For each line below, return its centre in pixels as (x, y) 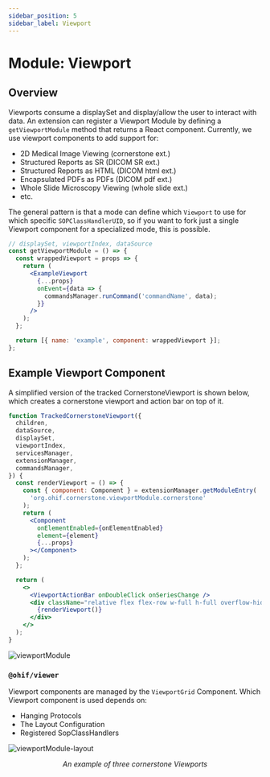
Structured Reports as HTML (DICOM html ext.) (98, 171)
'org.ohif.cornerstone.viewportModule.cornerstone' (118, 498)
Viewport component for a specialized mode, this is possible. (109, 229)
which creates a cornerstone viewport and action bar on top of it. (116, 401)
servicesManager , (45, 453)
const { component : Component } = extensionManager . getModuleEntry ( (140, 491)
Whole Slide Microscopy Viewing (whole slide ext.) (104, 188)
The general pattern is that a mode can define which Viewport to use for (127, 212)
